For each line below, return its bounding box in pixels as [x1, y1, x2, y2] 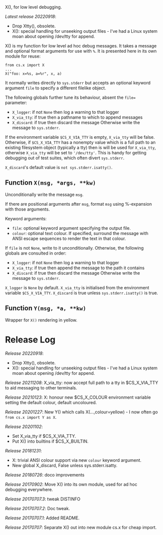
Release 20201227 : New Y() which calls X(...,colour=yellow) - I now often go [5, 409, 158, 415]
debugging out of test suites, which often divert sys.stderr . [5, 155, 125, 161]
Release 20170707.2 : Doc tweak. [5, 505, 70, 511]
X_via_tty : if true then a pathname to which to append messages [12, 114, 143, 120]
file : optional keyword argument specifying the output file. [12, 225, 131, 231]
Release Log [5, 334, 56, 345]
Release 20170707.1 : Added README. [5, 515, 80, 521]
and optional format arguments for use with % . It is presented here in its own [5, 48, 157, 54]
